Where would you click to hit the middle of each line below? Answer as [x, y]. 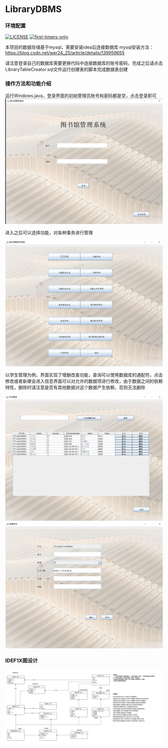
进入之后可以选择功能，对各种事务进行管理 [49, 232]
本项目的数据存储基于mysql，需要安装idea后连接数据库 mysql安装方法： [79, 47]
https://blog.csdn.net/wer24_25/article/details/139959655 [65, 53]
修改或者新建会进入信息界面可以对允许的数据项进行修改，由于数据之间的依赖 [84, 381]
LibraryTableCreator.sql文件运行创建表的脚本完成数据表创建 [66, 70]
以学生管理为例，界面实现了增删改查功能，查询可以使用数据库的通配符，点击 [84, 375]
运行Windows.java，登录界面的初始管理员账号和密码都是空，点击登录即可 [81, 96]
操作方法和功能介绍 [28, 84]
